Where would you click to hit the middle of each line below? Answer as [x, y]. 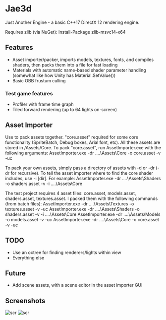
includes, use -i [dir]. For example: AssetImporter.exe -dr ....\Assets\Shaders [83, 178]
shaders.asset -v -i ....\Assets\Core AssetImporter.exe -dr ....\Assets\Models [83, 214]
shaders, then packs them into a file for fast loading [65, 64]
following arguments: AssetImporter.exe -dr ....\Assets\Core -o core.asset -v [83, 153]
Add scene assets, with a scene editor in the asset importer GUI [77, 285]
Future [16, 273]
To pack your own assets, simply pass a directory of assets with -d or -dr [80, 168]
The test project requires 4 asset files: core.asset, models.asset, [71, 193]
